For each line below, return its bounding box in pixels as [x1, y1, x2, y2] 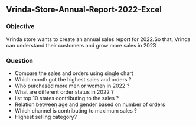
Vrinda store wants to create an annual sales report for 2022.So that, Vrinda [6, 35, 191, 43]
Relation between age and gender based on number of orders [14, 101, 165, 108]
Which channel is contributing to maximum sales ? [14, 107, 137, 114]
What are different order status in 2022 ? [14, 88, 114, 96]
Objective [6, 22, 35, 30]
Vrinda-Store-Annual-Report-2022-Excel [6, 5, 162, 15]
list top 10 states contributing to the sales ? [14, 94, 119, 101]
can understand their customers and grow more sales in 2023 [6, 42, 156, 49]
